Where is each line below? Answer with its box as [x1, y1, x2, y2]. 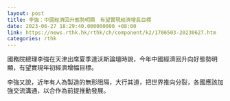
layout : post [7, 10, 45, 17]
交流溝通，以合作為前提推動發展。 [12, 87, 110, 95]
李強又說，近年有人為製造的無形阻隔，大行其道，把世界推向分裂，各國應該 [7, 78, 218, 86]
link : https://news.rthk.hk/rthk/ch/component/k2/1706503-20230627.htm [7, 29, 216, 36]
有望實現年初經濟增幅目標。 [19, 63, 97, 72]
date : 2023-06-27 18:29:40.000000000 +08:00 [7, 23, 137, 29]
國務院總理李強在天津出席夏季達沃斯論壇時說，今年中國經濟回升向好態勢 [7, 55, 211, 63]
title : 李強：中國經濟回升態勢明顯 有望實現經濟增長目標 [7, 16, 152, 23]
